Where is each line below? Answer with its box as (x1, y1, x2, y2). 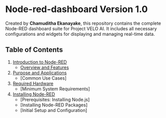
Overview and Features (20, 64, 70, 70)
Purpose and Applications (12, 70, 67, 76)
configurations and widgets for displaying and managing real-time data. (5, 31, 155, 37)
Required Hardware (12, 80, 54, 86)
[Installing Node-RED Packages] (20, 102, 88, 108)
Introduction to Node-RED (12, 59, 67, 65)
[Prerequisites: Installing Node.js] (20, 96, 90, 102)
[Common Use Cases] (20, 75, 67, 81)
